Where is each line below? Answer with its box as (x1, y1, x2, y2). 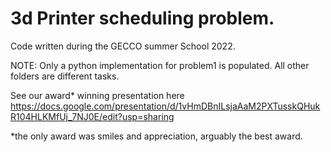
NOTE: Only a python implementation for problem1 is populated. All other (10, 59, 310, 71)
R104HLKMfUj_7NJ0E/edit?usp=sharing (10, 110, 175, 122)
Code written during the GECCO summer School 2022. (10, 40, 236, 52)
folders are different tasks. (10, 70, 120, 82)
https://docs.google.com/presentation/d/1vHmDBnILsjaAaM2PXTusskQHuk (10, 100, 321, 112)
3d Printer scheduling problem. (10, 7, 275, 30)
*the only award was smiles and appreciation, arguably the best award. (10, 130, 303, 142)
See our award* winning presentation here (10, 89, 185, 101)
